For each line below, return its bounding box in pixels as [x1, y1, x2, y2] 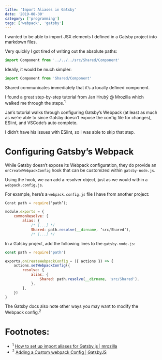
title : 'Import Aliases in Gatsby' [5, 7, 77, 12]
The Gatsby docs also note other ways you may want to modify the [5, 303, 139, 309]
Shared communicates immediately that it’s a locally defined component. [5, 85, 150, 90]
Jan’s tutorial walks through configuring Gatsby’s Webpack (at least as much [5, 110, 158, 115]
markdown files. [5, 39, 37, 45]
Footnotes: [5, 327, 50, 337]
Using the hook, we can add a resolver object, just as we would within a [5, 176, 148, 182]
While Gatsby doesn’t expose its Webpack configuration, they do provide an [5, 162, 157, 168]
